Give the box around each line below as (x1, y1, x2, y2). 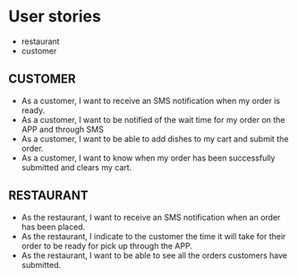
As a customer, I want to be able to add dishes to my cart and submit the (21, 133, 289, 144)
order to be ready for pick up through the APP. (21, 240, 193, 251)
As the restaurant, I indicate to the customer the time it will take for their (21, 230, 286, 241)
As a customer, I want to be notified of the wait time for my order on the (21, 114, 285, 125)
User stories (8, 6, 102, 27)
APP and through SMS (21, 124, 104, 134)
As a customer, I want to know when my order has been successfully (21, 152, 276, 163)
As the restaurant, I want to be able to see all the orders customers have (21, 249, 288, 261)
